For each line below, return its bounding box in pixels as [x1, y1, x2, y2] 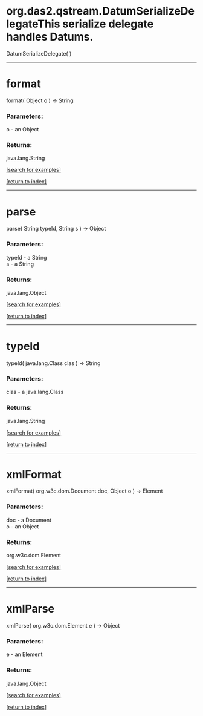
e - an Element [6, 651, 43, 658]
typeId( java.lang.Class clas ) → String [6, 359, 101, 367]
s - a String [6, 260, 34, 268]
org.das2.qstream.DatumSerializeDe [6, 4, 195, 18]
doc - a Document [6, 516, 52, 524]
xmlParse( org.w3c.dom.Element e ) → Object [6, 622, 120, 629]
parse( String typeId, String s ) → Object [6, 225, 106, 232]
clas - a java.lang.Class [6, 389, 64, 396]
